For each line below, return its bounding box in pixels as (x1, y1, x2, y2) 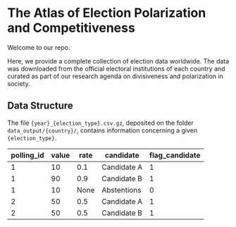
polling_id (11, 150, 44, 160)
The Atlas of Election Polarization (7, 5, 206, 21)
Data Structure (7, 100, 74, 112)
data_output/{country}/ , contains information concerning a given (7, 125, 198, 135)
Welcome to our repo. (7, 43, 70, 51)
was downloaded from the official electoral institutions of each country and (7, 64, 225, 73)
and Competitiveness (7, 20, 135, 36)
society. (7, 79, 30, 87)
